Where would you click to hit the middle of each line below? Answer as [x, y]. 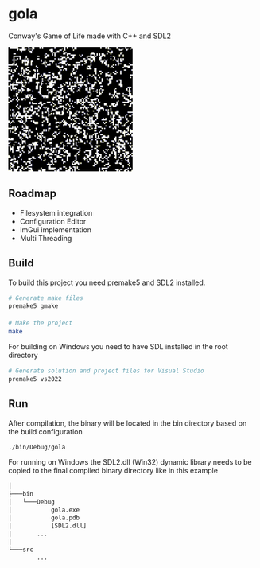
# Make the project [41, 323]
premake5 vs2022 [35, 379]
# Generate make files [46, 298]
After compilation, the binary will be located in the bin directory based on [128, 423]
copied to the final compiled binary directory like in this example [113, 471]
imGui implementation [56, 230]
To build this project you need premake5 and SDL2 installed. [107, 282]
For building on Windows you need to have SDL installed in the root [118, 346]
